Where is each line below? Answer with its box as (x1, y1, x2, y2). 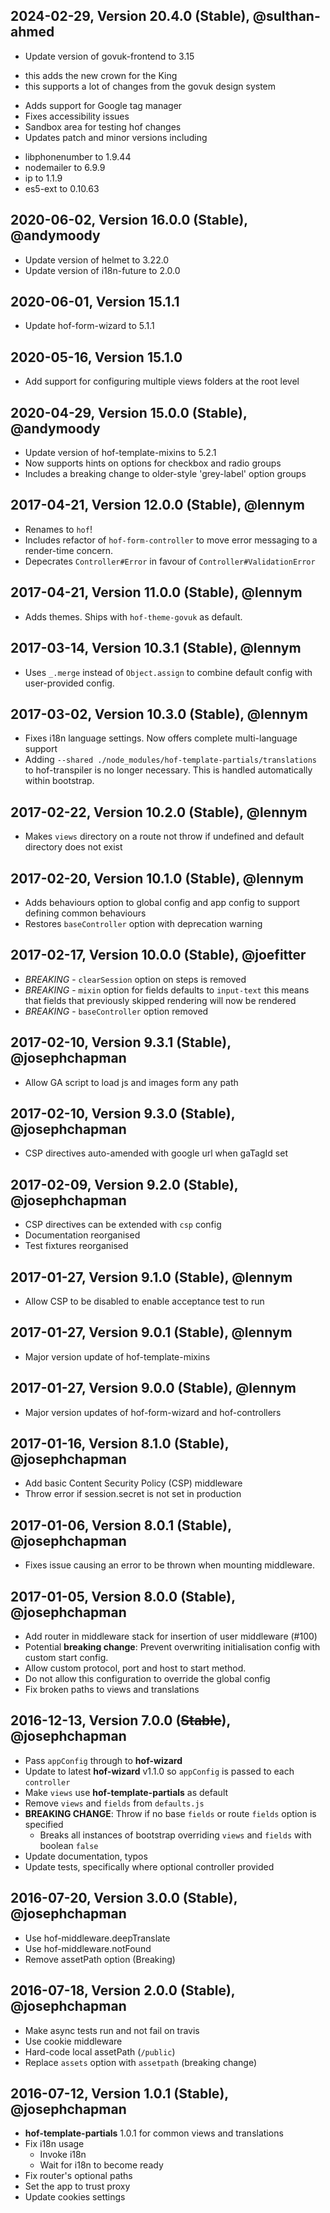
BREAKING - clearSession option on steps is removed (24, 973, 247, 985)
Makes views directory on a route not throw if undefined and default (24, 830, 305, 843)
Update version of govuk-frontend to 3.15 (24, 50, 195, 62)
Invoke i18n (39, 2149, 87, 2161)
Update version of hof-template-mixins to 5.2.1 (24, 447, 217, 459)
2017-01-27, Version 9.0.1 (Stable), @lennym (10, 1324, 293, 1341)
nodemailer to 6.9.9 (24, 161, 106, 173)
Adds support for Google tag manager (24, 99, 183, 111)
